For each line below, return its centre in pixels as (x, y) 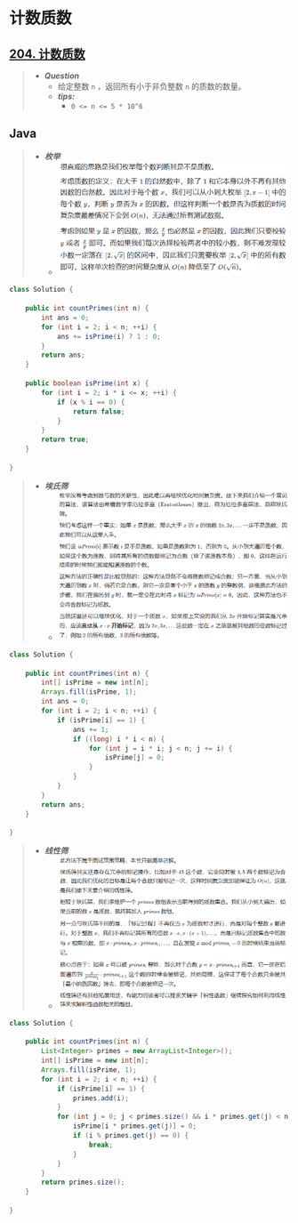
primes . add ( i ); (101, 1098)
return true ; (65, 440)
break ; (101, 1145)
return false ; (99, 411)
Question (62, 76)
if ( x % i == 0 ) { (91, 402)
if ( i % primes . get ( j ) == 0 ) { (131, 1136)
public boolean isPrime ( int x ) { (87, 383)
